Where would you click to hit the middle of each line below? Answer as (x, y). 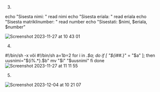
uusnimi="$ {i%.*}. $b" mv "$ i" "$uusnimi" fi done (55, 60)
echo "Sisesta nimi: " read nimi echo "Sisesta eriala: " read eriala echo (76, 16)
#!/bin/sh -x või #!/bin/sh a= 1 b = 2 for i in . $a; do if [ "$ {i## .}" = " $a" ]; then (80, 55)
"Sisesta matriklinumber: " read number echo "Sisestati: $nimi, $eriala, (76, 22)
